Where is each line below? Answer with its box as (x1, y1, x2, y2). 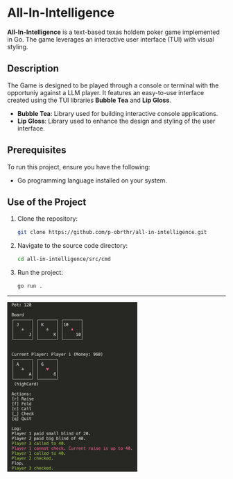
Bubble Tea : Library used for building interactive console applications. (17, 109, 218, 117)
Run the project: (17, 269, 64, 277)
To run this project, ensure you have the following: (7, 162, 150, 171)
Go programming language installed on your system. (17, 176, 168, 185)
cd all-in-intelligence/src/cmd (17, 255, 111, 263)
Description (7, 62, 59, 74)
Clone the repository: (17, 215, 78, 223)
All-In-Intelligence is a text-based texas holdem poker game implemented (7, 28, 220, 36)
